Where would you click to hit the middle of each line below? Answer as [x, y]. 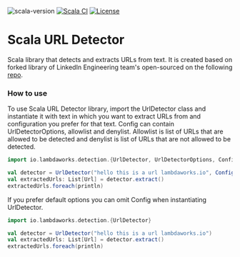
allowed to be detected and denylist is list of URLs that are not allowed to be [119, 139]
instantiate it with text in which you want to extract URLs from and [104, 116]
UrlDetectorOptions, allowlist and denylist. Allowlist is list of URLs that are [115, 131]
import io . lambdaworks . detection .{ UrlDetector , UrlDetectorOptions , [111, 160]
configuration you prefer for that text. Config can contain [91, 124]
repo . [15, 74]
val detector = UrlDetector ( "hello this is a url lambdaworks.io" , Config [121, 173]
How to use [27, 93]
